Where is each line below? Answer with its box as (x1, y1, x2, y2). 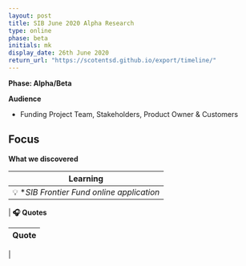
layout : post (8, 11, 52, 20)
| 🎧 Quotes (8, 208, 47, 217)
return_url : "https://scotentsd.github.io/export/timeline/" (8, 57, 217, 65)
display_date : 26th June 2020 (8, 49, 110, 57)
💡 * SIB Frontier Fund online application (12, 186, 160, 197)
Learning (68, 173, 104, 184)
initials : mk (8, 42, 52, 50)
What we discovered (8, 154, 79, 163)
